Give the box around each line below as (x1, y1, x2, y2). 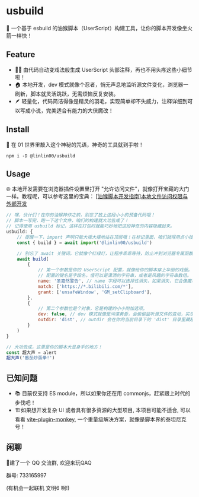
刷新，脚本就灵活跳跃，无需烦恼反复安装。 (14, 90, 119, 97)
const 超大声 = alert (6, 349, 57, 356)
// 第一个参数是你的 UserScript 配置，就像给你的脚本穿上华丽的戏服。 (37, 267, 192, 273)
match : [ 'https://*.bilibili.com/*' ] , (37, 283, 134, 289)
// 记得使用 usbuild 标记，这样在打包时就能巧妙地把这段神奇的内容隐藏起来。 (6, 223, 175, 229)
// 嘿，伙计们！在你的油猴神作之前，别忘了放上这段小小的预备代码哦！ (6, 212, 155, 218)
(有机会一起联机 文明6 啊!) (6, 484, 70, 491)
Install (6, 125, 30, 135)
